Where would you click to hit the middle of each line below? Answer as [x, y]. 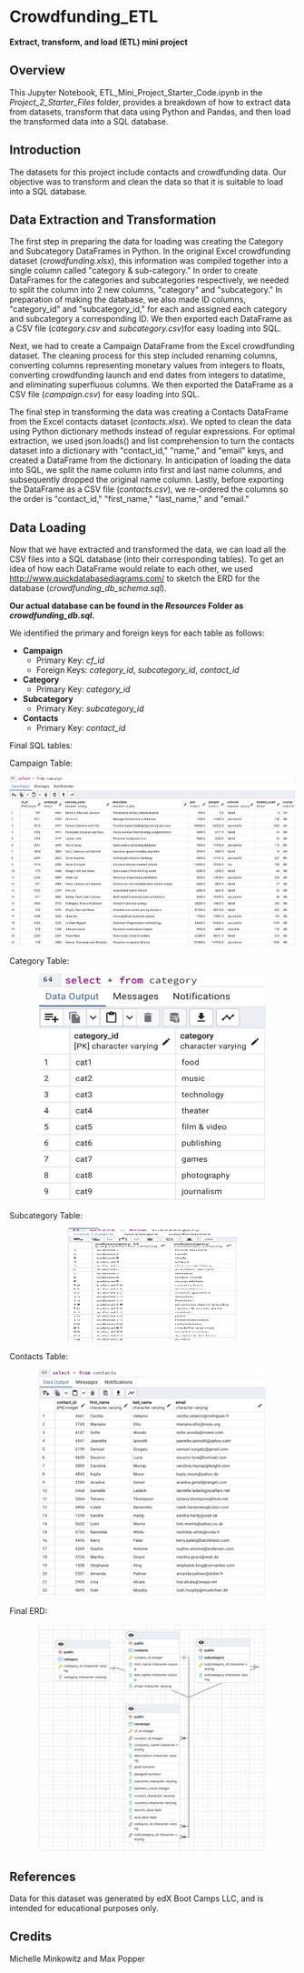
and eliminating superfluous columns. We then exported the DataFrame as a [152, 385]
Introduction [45, 150]
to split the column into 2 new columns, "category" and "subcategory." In [146, 290]
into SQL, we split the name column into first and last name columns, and [146, 470]
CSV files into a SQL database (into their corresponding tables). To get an [147, 559]
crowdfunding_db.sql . [52, 616]
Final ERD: [29, 1611]
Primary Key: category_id [83, 689]
